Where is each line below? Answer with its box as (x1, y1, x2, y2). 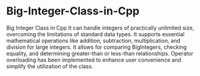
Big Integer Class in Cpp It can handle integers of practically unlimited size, (6, 24, 195, 31)
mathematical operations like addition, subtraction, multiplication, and (6, 37, 181, 44)
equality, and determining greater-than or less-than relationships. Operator (6, 49, 193, 57)
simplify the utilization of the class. (6, 62, 94, 70)
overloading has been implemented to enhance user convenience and (6, 56, 181, 63)
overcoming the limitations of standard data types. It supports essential (6, 30, 185, 37)
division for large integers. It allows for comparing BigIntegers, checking (6, 43, 187, 51)
